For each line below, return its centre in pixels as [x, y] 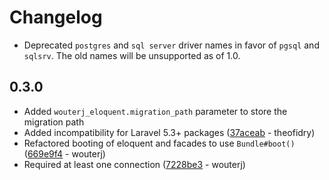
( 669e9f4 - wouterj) [64, 153]
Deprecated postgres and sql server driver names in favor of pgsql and [171, 45]
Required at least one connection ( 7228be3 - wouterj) [134, 164]
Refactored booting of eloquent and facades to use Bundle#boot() [159, 143]
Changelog [56, 17]
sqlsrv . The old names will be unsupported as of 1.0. [132, 55]
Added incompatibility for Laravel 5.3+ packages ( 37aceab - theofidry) [169, 132]
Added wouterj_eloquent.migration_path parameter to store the [155, 111]
